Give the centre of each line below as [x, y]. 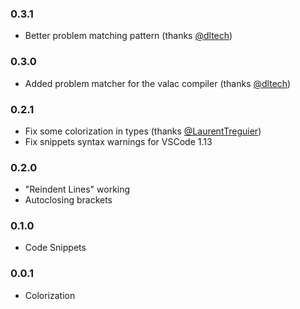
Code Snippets [55, 248]
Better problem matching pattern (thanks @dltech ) [128, 36]
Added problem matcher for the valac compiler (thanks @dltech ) [158, 83]
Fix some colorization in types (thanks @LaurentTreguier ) [143, 131]
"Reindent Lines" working [77, 189]
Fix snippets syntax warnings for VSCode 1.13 [118, 141]
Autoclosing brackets [68, 200]
